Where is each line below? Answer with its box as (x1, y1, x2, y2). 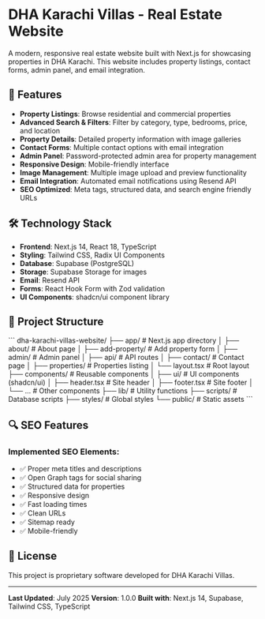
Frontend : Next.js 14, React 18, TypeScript (19, 242, 157, 251)
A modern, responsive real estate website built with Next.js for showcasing (8, 48, 252, 58)
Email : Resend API (19, 275, 80, 285)
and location (19, 126, 61, 135)
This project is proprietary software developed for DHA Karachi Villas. (8, 570, 235, 580)
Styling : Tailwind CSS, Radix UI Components (19, 250, 166, 260)
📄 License (8, 550, 58, 563)
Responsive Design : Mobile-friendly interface (19, 159, 170, 169)
